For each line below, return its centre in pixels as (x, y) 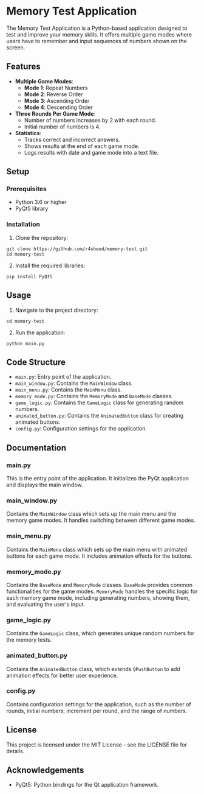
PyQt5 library (32, 209)
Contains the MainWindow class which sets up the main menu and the (91, 514)
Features (23, 67)
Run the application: (40, 332)
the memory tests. (29, 640)
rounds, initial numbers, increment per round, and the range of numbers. (97, 711)
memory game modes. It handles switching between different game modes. (101, 520)
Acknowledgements (45, 771)
